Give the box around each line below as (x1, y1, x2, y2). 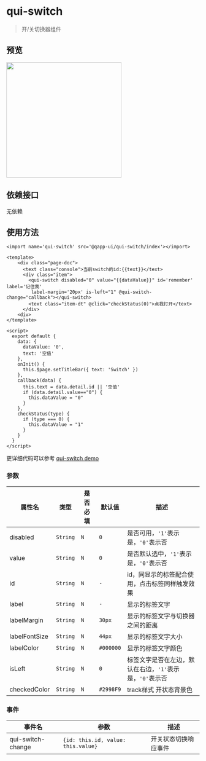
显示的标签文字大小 (126, 632, 183, 641)
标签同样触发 (151, 579, 189, 588)
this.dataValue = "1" (28, 422, 84, 428)
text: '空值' (22, 350, 55, 357)
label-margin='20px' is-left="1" (31, 289, 116, 296)
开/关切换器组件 (21, 25, 61, 33)
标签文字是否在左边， (126, 655, 189, 664)
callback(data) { (17, 377, 62, 384)
